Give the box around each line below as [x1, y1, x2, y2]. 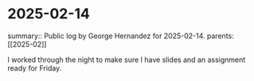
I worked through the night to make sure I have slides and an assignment [7, 55, 246, 64]
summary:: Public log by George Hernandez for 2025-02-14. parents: [7, 31, 234, 40]
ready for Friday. [7, 63, 62, 72]
